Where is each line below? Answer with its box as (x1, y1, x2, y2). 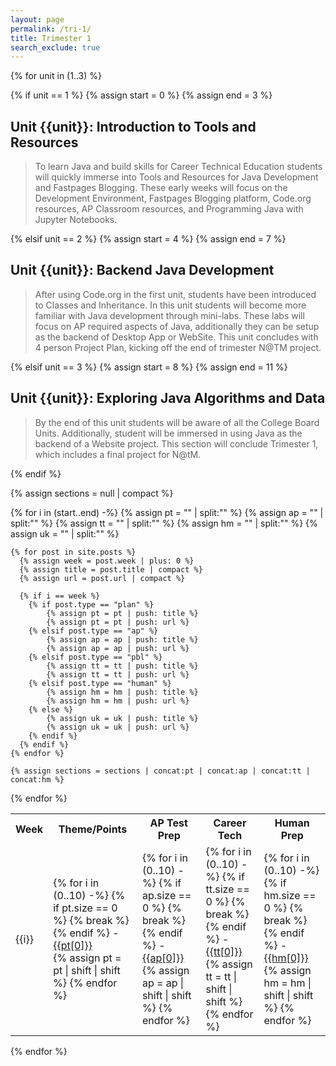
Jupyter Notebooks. (34, 214, 118, 226)
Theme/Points (58, 822, 128, 836)
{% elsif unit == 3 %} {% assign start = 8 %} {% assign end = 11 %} (10, 361, 288, 373)
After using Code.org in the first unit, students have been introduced (34, 288, 317, 300)
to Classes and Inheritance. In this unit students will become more (34, 299, 307, 311)
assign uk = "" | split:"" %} (10, 527, 120, 540)
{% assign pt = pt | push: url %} (46, 617, 190, 627)
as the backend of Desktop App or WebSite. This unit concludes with (34, 331, 319, 343)
